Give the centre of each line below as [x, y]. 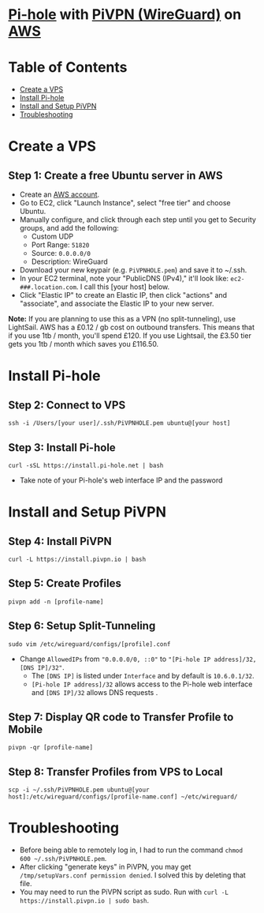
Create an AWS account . [59, 194]
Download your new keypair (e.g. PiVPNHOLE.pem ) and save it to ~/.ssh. [133, 270]
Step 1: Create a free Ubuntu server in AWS [115, 175]
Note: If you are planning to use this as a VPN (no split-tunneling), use [122, 319]
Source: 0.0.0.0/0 [61, 254]
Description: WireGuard [69, 261]
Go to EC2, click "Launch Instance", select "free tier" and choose [125, 203]
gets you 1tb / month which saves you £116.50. [84, 344]
